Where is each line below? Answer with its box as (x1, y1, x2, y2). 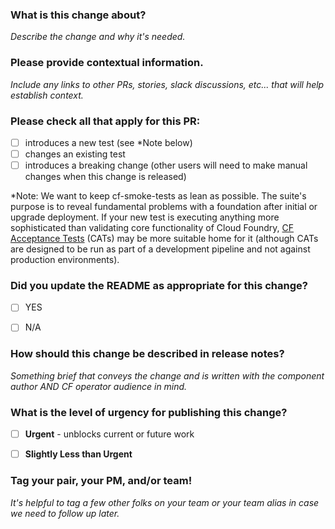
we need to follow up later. (10, 507, 120, 519)
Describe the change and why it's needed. (10, 31, 186, 43)
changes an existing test (24, 148, 126, 160)
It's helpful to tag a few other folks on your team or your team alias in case (10, 496, 320, 508)
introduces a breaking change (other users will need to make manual (24, 159, 308, 172)
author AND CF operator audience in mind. (10, 380, 188, 392)
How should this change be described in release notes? (10, 347, 285, 361)
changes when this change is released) (24, 171, 187, 183)
